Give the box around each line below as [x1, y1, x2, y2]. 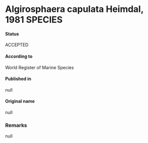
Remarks [5, 122, 27, 129]
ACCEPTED [5, 42, 29, 48]
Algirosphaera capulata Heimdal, [5, 3, 144, 15]
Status [5, 31, 19, 37]
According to [5, 53, 33, 59]
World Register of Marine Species [5, 64, 74, 70]
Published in [5, 76, 31, 82]
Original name [5, 98, 35, 104]
